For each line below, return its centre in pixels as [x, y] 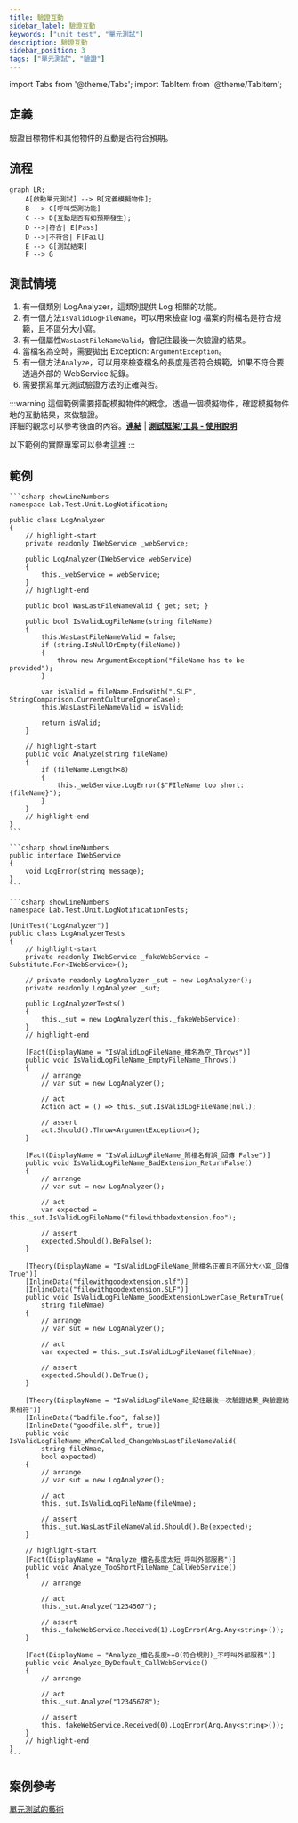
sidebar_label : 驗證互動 [52, 26]
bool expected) [69, 1457]
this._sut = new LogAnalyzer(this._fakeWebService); [141, 1020]
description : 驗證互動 [48, 42]
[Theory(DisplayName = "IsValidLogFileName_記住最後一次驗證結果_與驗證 [154, 1400]
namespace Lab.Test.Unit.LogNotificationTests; [99, 910]
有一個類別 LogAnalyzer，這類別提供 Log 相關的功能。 [122, 307]
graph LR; [28, 189]
